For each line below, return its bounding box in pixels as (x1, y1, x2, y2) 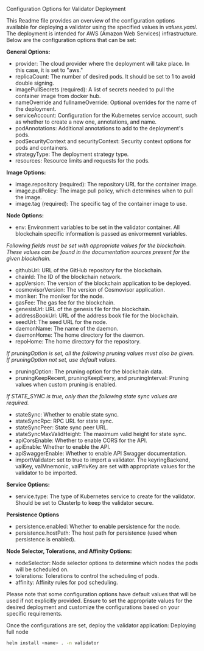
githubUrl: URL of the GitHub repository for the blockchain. (15, 267, 163, 273)
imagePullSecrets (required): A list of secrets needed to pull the (15, 86, 175, 93)
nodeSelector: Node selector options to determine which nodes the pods (15, 560, 199, 566)
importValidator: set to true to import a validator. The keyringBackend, (15, 456, 191, 463)
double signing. (15, 79, 55, 86)
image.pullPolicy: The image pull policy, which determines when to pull (15, 187, 193, 194)
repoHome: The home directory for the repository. (15, 338, 141, 345)
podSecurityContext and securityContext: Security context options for (15, 138, 192, 145)
